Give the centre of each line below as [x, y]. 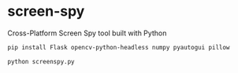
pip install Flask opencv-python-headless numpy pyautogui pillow [119, 47]
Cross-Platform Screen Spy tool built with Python [87, 33]
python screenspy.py [41, 61]
